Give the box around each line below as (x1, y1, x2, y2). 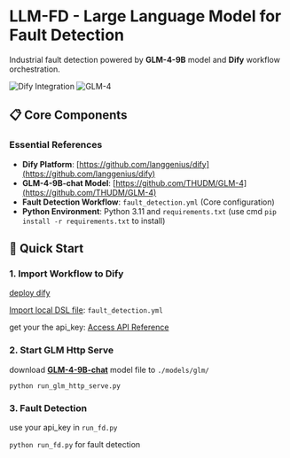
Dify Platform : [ (21, 159, 80, 169)
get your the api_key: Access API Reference (9, 322, 169, 333)
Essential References (9, 139, 103, 151)
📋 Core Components (9, 108, 128, 123)
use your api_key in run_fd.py (9, 422, 118, 432)
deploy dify (9, 288, 51, 299)
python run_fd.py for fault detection (9, 439, 141, 449)
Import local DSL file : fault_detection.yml (9, 305, 164, 315)
